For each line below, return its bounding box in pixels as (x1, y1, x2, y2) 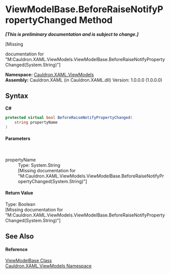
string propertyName (14, 119, 58, 125)
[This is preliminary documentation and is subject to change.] (5, 31, 139, 37)
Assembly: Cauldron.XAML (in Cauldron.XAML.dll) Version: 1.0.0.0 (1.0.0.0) (5, 77, 162, 83)
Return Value (5, 190, 33, 196)
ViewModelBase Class (5, 258, 52, 264)
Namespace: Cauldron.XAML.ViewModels (5, 71, 94, 77)
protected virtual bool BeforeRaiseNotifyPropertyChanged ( (5, 115, 133, 120)
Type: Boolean (5, 201, 36, 207)
